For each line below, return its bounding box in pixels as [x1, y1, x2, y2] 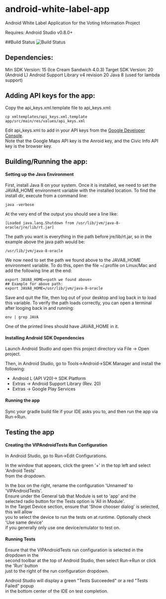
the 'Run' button [5, 563, 38, 569]
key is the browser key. [5, 143, 53, 149]
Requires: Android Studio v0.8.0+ [5, 29, 73, 35]
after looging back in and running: [5, 305, 74, 311]
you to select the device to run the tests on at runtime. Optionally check [5, 514, 151, 520]
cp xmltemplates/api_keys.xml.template [5, 114, 88, 119]
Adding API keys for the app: [5, 92, 96, 100]
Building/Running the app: [5, 157, 88, 165]
